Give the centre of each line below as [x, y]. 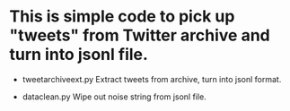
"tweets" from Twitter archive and [140, 35]
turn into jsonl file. [79, 55]
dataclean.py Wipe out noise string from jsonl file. [114, 97]
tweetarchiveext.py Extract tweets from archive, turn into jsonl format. [152, 79]
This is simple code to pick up [122, 17]
